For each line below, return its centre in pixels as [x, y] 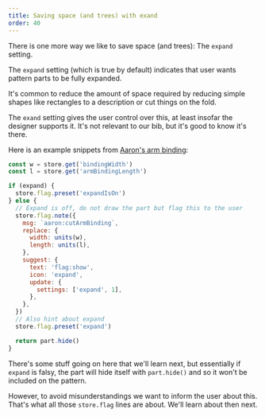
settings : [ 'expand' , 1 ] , [80, 290]
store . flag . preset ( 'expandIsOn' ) [71, 193]
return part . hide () [48, 341]
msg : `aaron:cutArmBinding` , [71, 223]
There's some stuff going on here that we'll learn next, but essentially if [125, 364]
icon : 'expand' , [56, 275]
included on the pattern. [48, 380]
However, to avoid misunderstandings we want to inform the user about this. [133, 396]
